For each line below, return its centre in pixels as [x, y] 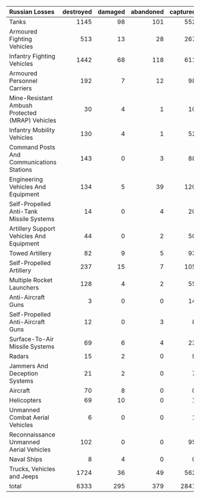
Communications [33, 162]
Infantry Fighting [32, 56]
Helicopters [25, 400]
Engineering [26, 179]
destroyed [77, 12]
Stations [21, 170]
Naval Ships [26, 459]
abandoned [147, 12]
